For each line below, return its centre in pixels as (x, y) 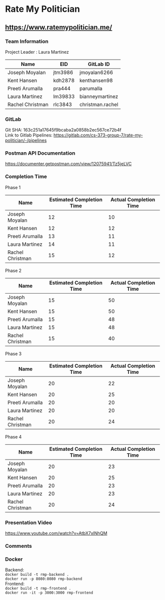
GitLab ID (99, 64)
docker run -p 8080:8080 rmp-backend (44, 579)
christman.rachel (99, 104)
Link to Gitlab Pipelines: (29, 135)
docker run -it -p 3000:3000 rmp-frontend (49, 593)
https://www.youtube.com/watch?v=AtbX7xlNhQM (56, 533)
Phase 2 (14, 270)
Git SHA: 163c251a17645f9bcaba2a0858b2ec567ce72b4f (63, 130)
